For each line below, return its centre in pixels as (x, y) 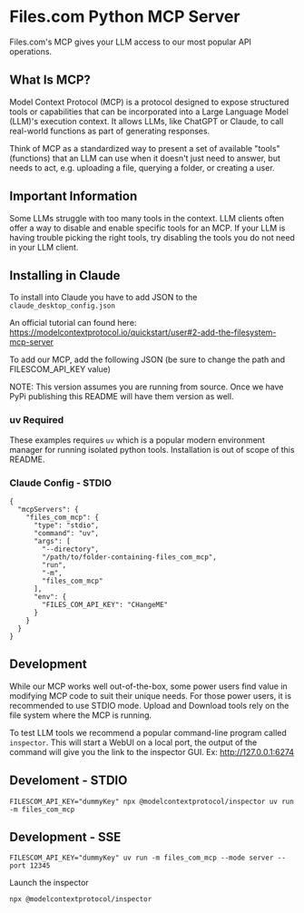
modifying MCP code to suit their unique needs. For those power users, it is (151, 695)
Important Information (74, 196)
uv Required (37, 420)
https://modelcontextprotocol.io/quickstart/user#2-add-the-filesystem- (143, 332)
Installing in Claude (65, 275)
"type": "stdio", (66, 525)
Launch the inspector (49, 883)
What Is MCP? (50, 80)
